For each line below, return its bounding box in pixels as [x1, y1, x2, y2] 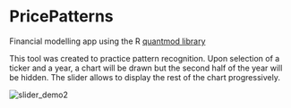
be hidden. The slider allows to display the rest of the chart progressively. [9, 71, 280, 82]
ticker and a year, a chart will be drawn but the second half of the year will [9, 62, 283, 73]
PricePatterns [9, 6, 114, 27]
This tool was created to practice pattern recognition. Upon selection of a [9, 53, 280, 63]
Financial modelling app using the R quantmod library [9, 36, 206, 46]
